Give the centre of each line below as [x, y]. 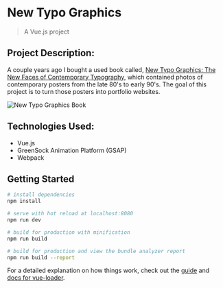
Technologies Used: [51, 127]
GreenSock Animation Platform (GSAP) [72, 150]
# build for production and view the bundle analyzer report [96, 251]
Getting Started [41, 179]
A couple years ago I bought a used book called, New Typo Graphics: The [111, 69]
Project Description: [51, 53]
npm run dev [24, 220]
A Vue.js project [47, 32]
